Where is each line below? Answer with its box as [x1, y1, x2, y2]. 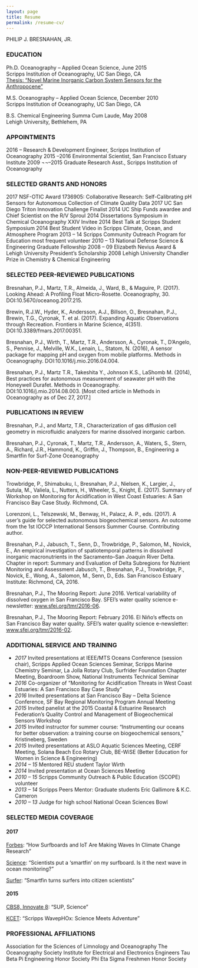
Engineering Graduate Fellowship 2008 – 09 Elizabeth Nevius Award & [6, 243, 176, 251]
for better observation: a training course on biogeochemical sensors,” [14, 730, 184, 737]
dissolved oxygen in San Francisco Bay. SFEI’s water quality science [6, 596, 172, 603]
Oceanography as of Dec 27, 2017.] [6, 394, 91, 401]
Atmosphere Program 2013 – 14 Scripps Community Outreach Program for [6, 231, 186, 238]
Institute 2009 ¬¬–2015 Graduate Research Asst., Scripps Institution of [6, 159, 178, 166]
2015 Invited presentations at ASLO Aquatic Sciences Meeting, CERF [14, 742, 181, 750]
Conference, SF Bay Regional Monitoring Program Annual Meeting [14, 698, 176, 705]
